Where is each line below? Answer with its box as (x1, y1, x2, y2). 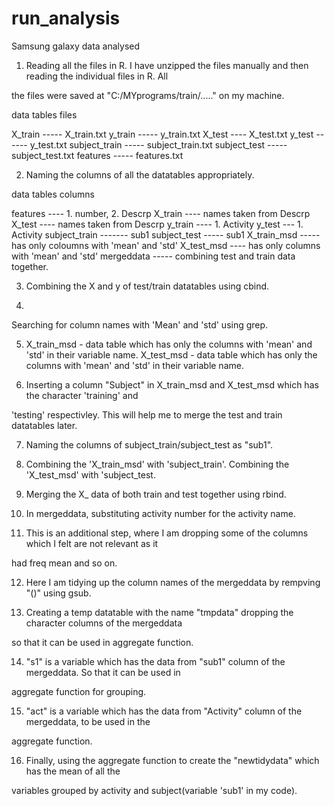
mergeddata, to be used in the (25, 715, 151, 727)
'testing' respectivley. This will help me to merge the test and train (11, 408, 283, 421)
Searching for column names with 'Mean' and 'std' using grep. (11, 318, 269, 331)
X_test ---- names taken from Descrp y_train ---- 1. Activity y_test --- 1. (11, 218, 304, 230)
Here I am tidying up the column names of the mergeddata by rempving (25, 576, 321, 588)
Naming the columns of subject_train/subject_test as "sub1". (25, 438, 274, 451)
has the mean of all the (25, 765, 121, 777)
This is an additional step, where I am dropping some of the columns (25, 527, 309, 539)
